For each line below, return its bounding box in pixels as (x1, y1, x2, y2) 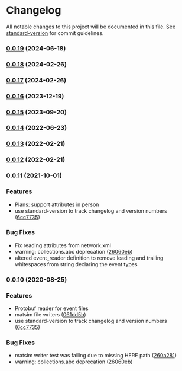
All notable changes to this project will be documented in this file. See (6, 23, 176, 30)
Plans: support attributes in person (14, 201, 99, 208)
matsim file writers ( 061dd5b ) (14, 311, 87, 318)
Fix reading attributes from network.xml (14, 241, 111, 249)
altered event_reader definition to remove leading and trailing (14, 254, 164, 261)
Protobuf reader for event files (14, 305, 89, 312)
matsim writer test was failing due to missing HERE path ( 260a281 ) (14, 352, 177, 359)
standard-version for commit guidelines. (6, 29, 104, 36)
